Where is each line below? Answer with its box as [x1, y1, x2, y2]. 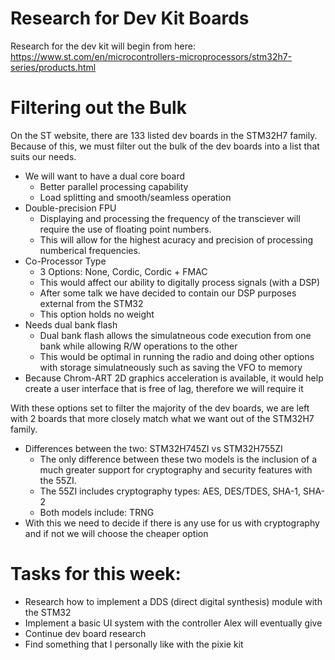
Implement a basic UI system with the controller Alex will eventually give [24, 617, 323, 629]
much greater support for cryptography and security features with [39, 463, 313, 476]
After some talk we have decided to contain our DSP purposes [39, 287, 297, 299]
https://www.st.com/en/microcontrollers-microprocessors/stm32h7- [10, 50, 293, 62]
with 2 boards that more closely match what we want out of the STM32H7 [10, 412, 315, 424]
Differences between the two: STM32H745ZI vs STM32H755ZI [24, 442, 283, 454]
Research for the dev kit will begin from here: [10, 40, 196, 52]
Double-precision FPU [24, 202, 117, 214]
